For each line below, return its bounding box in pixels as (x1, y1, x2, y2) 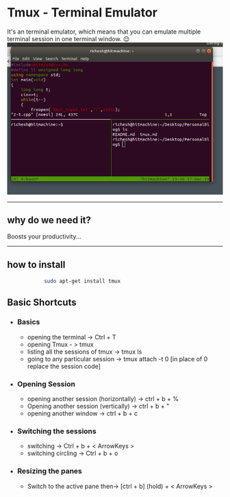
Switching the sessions (16, 426, 97, 436)
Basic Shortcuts (7, 297, 77, 308)
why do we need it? (7, 214, 91, 226)
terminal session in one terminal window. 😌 (7, 34, 130, 43)
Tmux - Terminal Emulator (7, 5, 157, 21)
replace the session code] (27, 362, 101, 370)
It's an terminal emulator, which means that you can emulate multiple (7, 27, 201, 36)
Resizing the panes (16, 466, 82, 476)
